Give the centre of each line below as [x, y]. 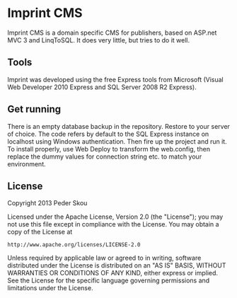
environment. [27, 164]
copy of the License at [40, 232]
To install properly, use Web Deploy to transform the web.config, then [109, 149]
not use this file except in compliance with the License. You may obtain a [113, 224]
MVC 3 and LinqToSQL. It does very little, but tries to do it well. [99, 40]
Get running [34, 109]
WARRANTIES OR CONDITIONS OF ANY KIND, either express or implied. [112, 273]
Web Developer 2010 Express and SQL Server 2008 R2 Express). [102, 87]
